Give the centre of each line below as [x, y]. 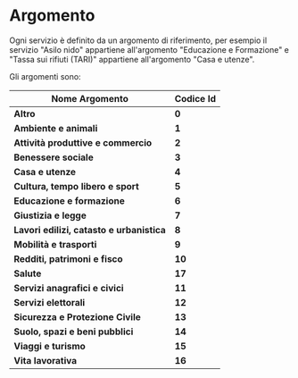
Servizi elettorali [50, 302]
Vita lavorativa [46, 360]
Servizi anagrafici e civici [69, 288]
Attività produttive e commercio [83, 142]
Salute [28, 273]
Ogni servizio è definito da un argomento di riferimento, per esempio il [138, 40]
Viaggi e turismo [50, 346]
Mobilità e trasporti [55, 244]
